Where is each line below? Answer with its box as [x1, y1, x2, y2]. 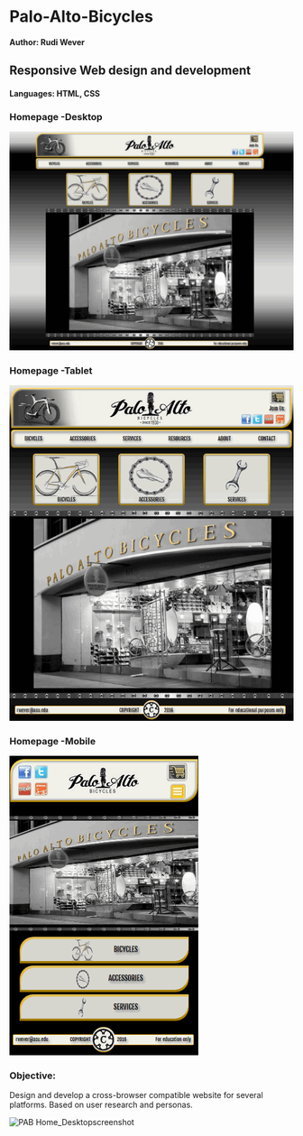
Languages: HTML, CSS [9, 88, 101, 98]
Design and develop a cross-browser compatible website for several [9, 1090, 263, 1101]
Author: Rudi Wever [9, 36, 86, 47]
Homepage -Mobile [9, 734, 96, 747]
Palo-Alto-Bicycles [9, 6, 153, 27]
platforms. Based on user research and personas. [9, 1099, 194, 1111]
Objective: [9, 1069, 56, 1082]
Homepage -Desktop [9, 110, 103, 123]
